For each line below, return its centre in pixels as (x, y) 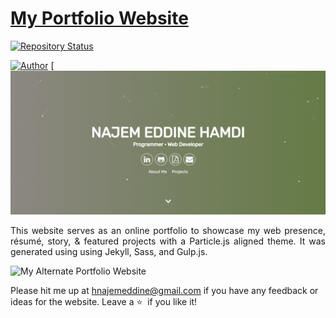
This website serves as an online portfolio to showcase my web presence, (168, 231)
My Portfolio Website (99, 18)
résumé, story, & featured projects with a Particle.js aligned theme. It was (168, 241)
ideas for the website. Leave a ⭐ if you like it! (104, 302)
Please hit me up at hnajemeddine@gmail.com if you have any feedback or (164, 291)
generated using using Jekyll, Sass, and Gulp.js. (109, 252)
